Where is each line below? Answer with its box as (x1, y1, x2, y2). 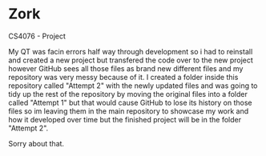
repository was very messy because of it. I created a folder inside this (8, 72, 239, 82)
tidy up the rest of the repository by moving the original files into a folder (8, 89, 248, 98)
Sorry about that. (8, 138, 65, 148)
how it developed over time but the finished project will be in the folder (8, 114, 242, 124)
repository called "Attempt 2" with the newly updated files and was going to (8, 81, 258, 90)
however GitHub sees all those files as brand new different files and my (8, 63, 244, 73)
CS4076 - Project (8, 31, 66, 41)
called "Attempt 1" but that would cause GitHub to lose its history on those (8, 98, 252, 107)
